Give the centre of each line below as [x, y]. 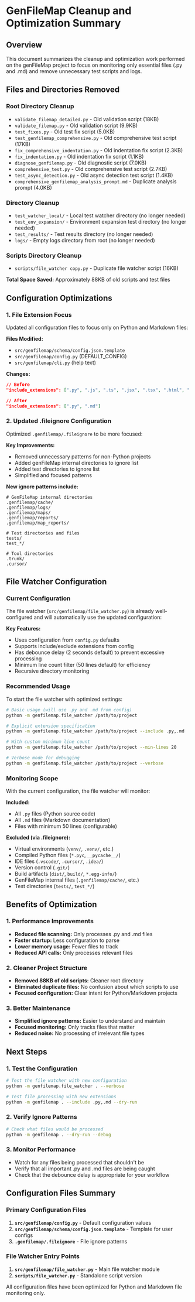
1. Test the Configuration [42, 1068]
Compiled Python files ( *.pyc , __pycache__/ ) [68, 855]
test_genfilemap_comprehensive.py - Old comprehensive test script [95, 138]
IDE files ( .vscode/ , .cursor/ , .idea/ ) [59, 861]
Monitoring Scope [32, 778]
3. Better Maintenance [38, 1008]
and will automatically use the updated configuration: [98, 617]
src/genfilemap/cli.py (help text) [55, 362]
